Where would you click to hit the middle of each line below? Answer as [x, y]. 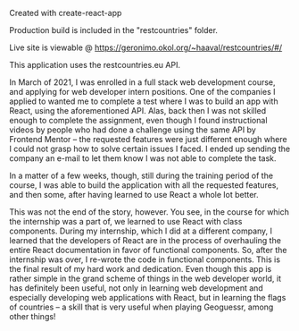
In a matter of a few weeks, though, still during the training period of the [141, 175]
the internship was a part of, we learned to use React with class [126, 221]
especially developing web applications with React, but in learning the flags [148, 297]
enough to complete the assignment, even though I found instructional [138, 120]
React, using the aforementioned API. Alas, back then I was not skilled [138, 110]
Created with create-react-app [66, 13]
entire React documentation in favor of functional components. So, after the [148, 250]
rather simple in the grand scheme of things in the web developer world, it [145, 278]
